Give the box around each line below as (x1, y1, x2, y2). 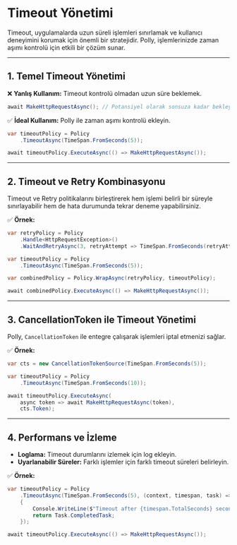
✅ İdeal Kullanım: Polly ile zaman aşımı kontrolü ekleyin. (7, 116, 171, 124)
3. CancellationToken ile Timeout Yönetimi (7, 313, 196, 325)
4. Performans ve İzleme (7, 431, 117, 443)
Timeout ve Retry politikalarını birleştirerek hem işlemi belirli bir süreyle (7, 194, 213, 203)
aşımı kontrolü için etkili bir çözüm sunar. (7, 43, 126, 52)
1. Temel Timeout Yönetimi (7, 71, 126, 83)
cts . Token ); (20, 405, 55, 412)
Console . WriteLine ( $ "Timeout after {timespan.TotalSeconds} (32, 505, 213, 513)
